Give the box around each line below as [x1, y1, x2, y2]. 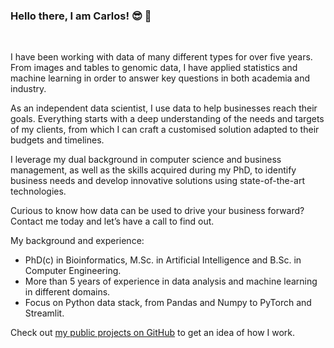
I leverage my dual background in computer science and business [10, 154, 282, 166]
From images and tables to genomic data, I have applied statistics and [10, 62, 298, 74]
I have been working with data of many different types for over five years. [10, 51, 313, 63]
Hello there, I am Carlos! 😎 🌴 [10, 9, 152, 23]
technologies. [10, 185, 67, 198]
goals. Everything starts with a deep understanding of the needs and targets [10, 113, 325, 125]
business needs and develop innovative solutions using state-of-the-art [10, 175, 306, 187]
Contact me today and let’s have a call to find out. [10, 215, 215, 228]
